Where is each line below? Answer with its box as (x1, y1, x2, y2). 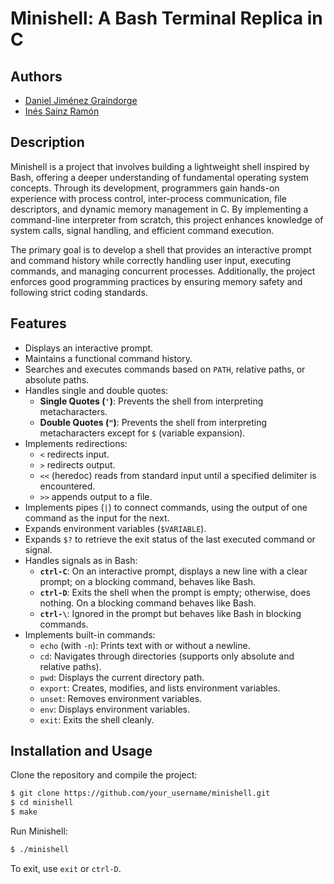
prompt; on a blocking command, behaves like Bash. (39, 575, 257, 587)
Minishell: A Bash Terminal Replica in (10, 7, 323, 30)
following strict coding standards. (10, 286, 148, 298)
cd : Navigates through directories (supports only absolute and (39, 650, 295, 662)
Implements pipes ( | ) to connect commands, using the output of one (24, 501, 308, 513)
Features (10, 315, 67, 332)
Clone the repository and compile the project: (10, 769, 198, 781)
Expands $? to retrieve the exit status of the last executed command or (24, 533, 316, 545)
